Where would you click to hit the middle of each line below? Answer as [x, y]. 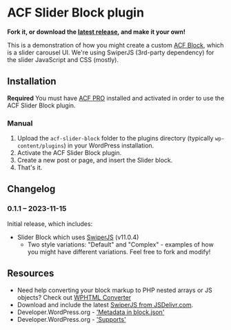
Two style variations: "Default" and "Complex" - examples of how [120, 244]
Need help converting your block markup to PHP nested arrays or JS [114, 290]
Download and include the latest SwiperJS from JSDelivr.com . [105, 305]
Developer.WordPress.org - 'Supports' [71, 319]
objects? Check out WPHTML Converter [74, 297]
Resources [31, 274]
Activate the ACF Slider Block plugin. [69, 153]
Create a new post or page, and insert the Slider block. [95, 161]
